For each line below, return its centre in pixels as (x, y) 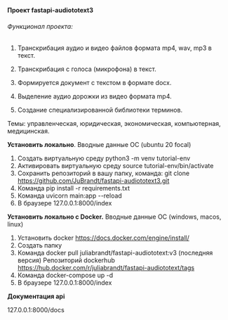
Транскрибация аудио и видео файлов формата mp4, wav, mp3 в (114, 48)
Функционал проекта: (40, 26)
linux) (15, 224)
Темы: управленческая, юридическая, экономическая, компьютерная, (114, 124)
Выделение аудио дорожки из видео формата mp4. (94, 96)
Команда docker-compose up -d (65, 275)
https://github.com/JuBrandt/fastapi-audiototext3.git (93, 181)
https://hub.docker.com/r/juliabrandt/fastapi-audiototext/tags (106, 268)
